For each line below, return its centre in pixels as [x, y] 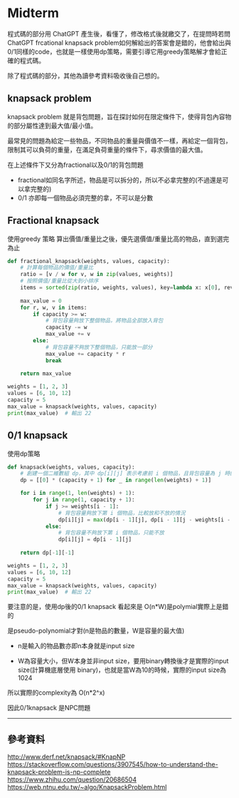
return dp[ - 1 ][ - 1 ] [47, 553]
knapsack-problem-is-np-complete [59, 772]
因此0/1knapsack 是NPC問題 [49, 708]
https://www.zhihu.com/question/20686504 [72, 779]
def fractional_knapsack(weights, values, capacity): [89, 261]
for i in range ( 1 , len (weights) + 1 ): [78, 493]
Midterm [33, 13]
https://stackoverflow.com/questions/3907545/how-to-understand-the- [113, 764]
